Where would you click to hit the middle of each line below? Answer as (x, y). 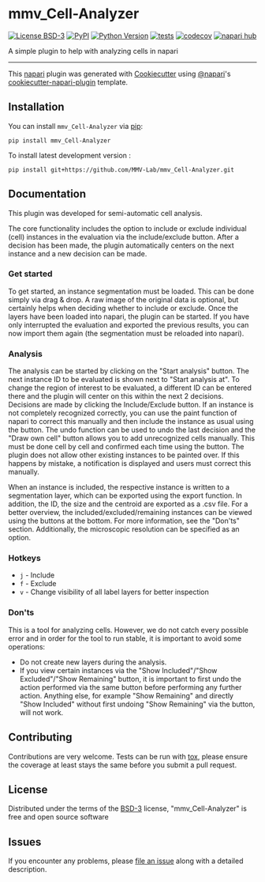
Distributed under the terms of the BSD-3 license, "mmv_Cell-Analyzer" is (127, 808)
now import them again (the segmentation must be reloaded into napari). (126, 333)
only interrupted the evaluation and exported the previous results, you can (129, 324)
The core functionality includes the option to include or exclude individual (127, 228)
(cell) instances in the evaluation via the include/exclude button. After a (123, 237)
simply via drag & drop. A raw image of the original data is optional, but (123, 299)
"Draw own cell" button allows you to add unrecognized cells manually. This (131, 438)
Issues (25, 842)
